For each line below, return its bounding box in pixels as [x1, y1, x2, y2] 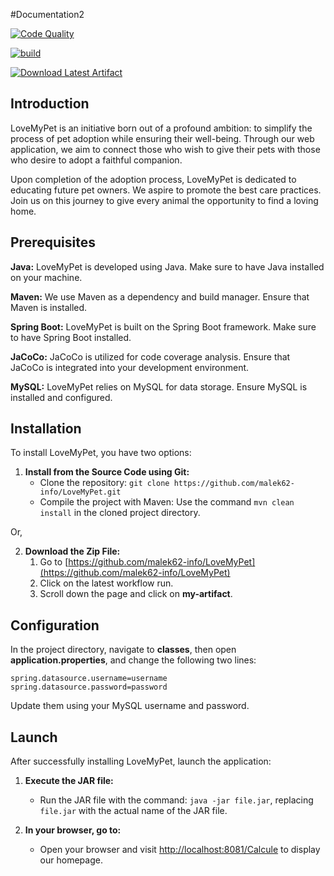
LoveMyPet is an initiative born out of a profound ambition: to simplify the [10, 122, 313, 134]
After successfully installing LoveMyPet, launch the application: [10, 755, 272, 768]
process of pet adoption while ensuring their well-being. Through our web [10, 132, 315, 144]
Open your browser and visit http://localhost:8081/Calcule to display [39, 844, 321, 856]
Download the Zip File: [24, 545, 121, 558]
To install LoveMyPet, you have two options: [10, 447, 192, 459]
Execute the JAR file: [24, 775, 114, 787]
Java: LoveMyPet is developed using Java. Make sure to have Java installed [10, 260, 325, 273]
